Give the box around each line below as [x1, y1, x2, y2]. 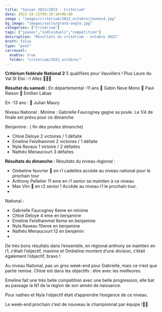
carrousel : [5, 48, 27, 53]
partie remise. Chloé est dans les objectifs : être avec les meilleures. [5, 268, 142, 274]
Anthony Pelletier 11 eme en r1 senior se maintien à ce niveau [12, 178, 134, 184]
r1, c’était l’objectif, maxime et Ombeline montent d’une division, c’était [5, 248, 145, 254]
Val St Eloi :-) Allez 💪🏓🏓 [5, 76, 52, 82]
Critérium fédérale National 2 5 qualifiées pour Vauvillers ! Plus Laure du [5, 70, 152, 76]
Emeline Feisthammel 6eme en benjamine [12, 218, 96, 224]
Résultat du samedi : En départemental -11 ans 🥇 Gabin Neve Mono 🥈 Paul [5, 85, 154, 91]
